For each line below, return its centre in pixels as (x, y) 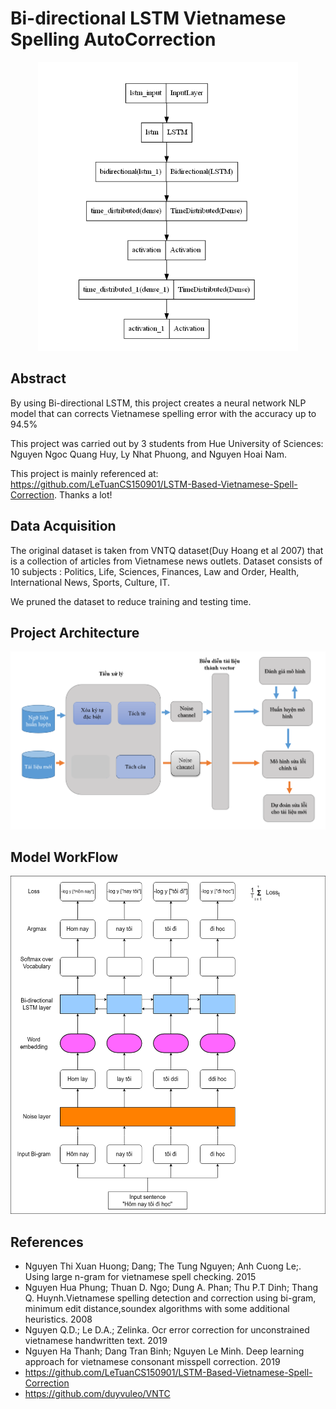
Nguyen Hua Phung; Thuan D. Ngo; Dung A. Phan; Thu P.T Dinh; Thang (171, 1288)
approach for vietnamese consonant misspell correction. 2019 (152, 1362)
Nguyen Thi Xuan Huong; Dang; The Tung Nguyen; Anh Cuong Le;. (163, 1266)
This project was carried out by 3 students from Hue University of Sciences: (167, 443)
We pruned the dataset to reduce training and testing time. (131, 601)
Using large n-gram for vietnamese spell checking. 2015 (140, 1277)
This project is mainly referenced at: (84, 473)
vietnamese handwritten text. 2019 (96, 1341)
